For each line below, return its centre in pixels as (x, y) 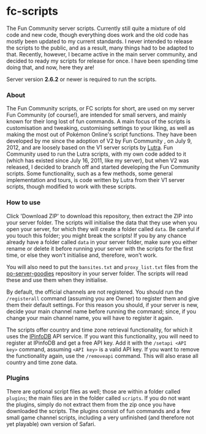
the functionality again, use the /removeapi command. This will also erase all (102, 356)
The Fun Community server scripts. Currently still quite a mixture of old (96, 28)
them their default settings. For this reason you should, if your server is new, (103, 305)
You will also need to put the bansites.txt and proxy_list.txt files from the (102, 267)
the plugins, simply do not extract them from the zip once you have (91, 404)
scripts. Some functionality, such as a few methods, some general (90, 173)
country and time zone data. (42, 362)
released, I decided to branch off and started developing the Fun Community (103, 167)
